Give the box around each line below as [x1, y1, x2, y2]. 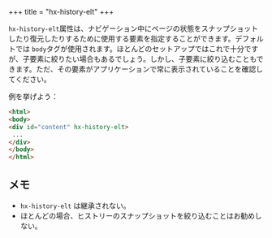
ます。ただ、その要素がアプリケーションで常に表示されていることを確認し [15, 64, 264, 74]
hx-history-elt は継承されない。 [19, 201, 131, 210]
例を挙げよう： [8, 92, 58, 101]
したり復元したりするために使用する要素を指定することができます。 [8, 34, 235, 43]
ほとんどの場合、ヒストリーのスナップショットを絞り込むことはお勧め [19, 210, 256, 220]
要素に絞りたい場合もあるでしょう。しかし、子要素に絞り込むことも [29, 54, 257, 63]
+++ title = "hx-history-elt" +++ [8, 7, 114, 16]
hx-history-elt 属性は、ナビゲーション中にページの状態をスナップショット [8, 24, 258, 33]
